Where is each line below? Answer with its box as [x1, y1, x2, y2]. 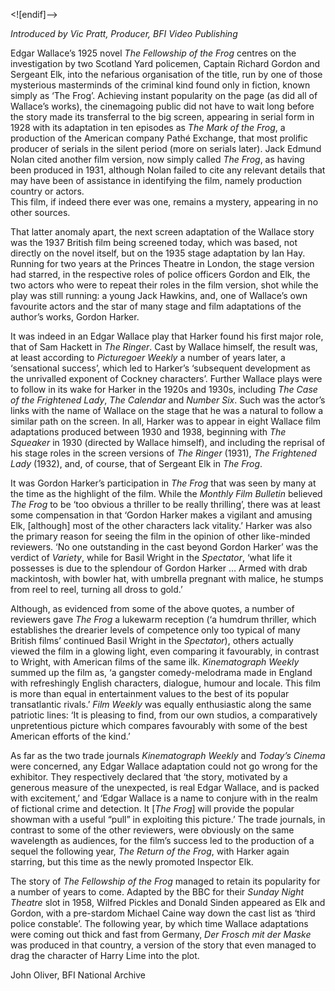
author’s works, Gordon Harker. [10, 311, 140, 323]
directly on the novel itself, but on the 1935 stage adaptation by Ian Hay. [10, 247, 306, 259]
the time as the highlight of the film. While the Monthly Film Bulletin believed [10, 488, 323, 499]
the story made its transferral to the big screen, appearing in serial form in [10, 111, 315, 123]
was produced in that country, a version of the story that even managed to [10, 939, 317, 951]
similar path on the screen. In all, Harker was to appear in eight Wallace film [10, 415, 322, 427]
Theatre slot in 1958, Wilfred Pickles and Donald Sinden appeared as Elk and [10, 897, 326, 908]
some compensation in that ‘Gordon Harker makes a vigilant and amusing [10, 509, 313, 521]
